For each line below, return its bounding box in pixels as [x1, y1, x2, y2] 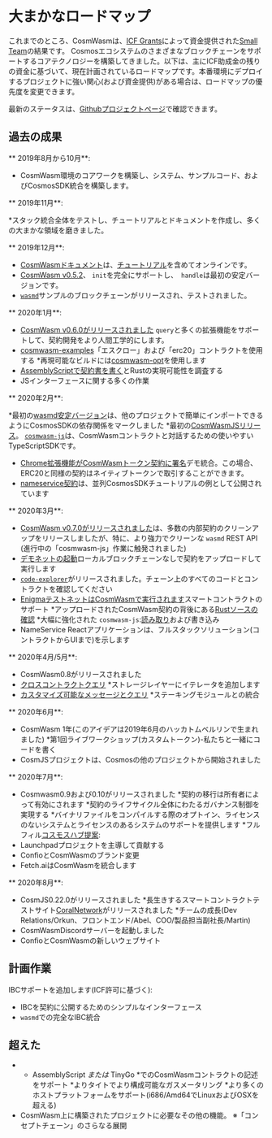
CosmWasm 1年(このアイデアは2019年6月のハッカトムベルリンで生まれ [19, 724, 259, 734]
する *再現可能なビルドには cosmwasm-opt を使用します [19, 355, 207, 365]
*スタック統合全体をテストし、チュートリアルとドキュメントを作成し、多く [8, 215, 261, 224]
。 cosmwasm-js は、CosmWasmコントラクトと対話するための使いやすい [15, 430, 254, 440]
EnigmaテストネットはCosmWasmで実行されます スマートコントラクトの [19, 594, 263, 604]
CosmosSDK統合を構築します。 [27, 180, 133, 190]
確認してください [55, 584, 113, 593]
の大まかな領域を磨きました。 [8, 225, 108, 235]
